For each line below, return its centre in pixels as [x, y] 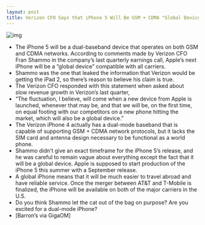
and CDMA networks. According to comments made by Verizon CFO [101, 53]
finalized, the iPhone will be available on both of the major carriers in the [106, 189]
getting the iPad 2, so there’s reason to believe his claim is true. [95, 79]
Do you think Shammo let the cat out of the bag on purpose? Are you [102, 202]
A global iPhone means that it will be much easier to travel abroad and [103, 176]
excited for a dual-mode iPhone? [56, 209]
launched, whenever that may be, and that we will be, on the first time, [103, 105]
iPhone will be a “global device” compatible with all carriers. [90, 66]
